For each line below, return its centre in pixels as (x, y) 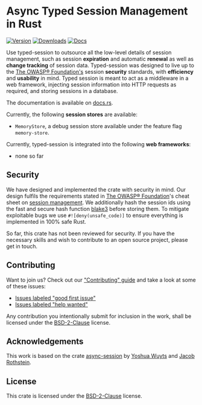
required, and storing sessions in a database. (62, 91)
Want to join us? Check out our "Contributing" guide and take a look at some (101, 280)
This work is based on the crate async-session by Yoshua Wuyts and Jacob (100, 356)
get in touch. (22, 246)
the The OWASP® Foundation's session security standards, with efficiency (100, 71)
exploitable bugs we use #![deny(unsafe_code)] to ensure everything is (95, 215)
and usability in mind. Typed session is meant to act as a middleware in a (97, 78)
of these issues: (26, 286)
